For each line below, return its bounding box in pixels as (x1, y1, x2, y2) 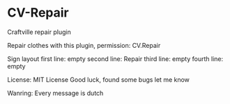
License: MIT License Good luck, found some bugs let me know (7, 75, 190, 84)
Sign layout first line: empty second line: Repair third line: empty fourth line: (7, 54, 224, 63)
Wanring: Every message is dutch (7, 89, 104, 97)
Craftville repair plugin (7, 28, 71, 36)
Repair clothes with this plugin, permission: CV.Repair (7, 41, 161, 49)
